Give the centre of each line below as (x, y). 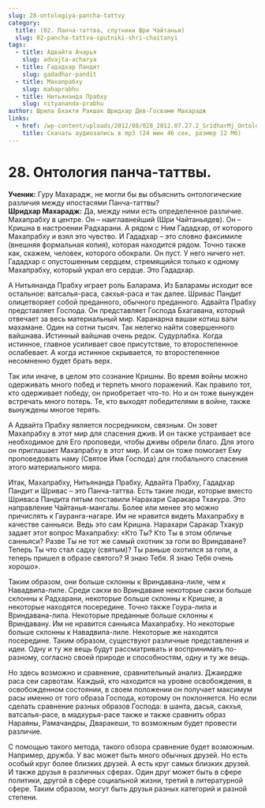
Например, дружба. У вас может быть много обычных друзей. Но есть (128, 755)
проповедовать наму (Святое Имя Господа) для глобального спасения (128, 459)
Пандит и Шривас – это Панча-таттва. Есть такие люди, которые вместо (130, 490)
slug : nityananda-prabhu (63, 104)
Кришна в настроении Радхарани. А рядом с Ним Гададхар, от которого (131, 228)
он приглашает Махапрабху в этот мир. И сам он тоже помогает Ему (125, 450)
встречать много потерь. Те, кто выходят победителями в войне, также (129, 401)
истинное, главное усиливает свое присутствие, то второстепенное (123, 344)
